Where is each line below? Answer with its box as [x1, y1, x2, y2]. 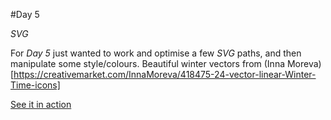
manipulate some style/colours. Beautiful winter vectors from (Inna [10, 58, 286, 69]
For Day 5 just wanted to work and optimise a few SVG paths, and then [10, 47, 302, 59]
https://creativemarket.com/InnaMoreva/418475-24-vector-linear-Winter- [13, 69, 317, 80]
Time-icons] [10, 79, 61, 91]
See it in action [10, 99, 72, 110]
